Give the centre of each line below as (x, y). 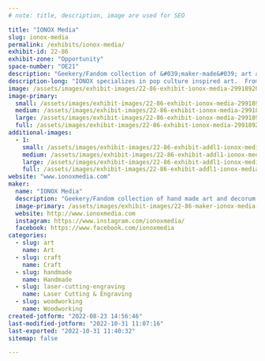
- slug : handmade (44, 272)
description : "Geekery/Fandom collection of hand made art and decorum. (137, 198)
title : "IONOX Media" (44, 30)
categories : (28, 235)
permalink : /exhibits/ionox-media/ (67, 44)
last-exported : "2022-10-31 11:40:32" (72, 331)
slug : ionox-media (38, 37)
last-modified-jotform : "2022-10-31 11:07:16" (86, 323)
